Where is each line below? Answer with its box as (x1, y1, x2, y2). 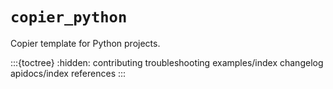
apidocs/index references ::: (10, 67, 127, 79)
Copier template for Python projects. (10, 37, 161, 49)
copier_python (10, 8, 128, 27)
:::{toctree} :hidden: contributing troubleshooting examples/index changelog (10, 56, 324, 68)
